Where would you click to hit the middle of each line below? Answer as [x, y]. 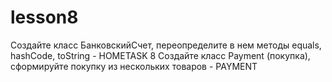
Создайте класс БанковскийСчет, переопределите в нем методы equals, [166, 45]
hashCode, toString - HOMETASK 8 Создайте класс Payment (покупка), [160, 55]
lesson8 [44, 17]
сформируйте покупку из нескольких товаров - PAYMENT [134, 66]
